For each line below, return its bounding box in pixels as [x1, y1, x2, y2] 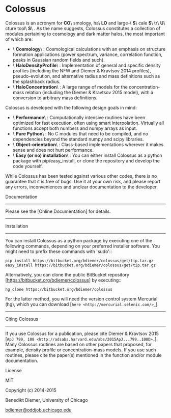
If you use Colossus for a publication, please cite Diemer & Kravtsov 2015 [5, 330, 159, 337]
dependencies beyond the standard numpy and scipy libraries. [12, 136, 144, 142]
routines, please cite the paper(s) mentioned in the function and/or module [5, 352, 162, 358]
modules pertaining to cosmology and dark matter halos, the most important [5, 31, 165, 37]
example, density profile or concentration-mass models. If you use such [5, 347, 156, 353]
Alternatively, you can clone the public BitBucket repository [5, 271, 130, 277]
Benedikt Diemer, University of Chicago [5, 397, 88, 403]
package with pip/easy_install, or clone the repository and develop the [12, 157, 160, 163]
